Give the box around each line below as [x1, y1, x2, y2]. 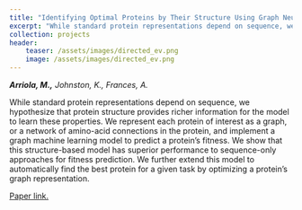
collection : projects [9, 30, 91, 39]
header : [9, 38, 39, 48]
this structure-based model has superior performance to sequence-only [9, 144, 277, 155]
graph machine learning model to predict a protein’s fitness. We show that [9, 136, 283, 145]
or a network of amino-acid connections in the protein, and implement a [9, 126, 276, 136]
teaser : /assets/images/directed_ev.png [25, 47, 179, 56]
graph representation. [9, 173, 90, 184]
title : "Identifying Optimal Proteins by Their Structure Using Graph [9, 13, 280, 22]
